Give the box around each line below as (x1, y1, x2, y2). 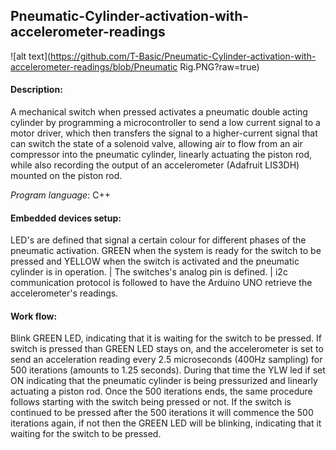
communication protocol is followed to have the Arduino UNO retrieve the (10, 277, 313, 289)
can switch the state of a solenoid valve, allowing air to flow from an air (10, 138, 303, 150)
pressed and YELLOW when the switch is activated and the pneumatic (10, 255, 300, 268)
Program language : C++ (10, 189, 111, 201)
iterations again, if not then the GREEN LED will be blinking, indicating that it (10, 417, 322, 429)
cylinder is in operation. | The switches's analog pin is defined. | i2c (10, 266, 288, 278)
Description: (10, 84, 63, 96)
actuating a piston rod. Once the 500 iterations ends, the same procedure (10, 385, 313, 398)
